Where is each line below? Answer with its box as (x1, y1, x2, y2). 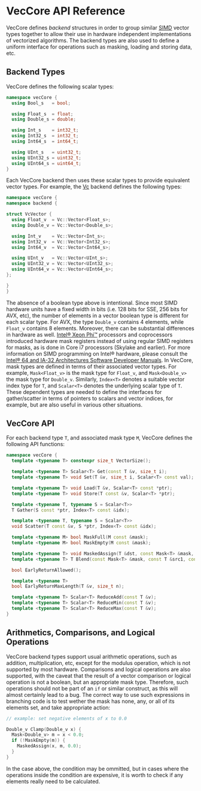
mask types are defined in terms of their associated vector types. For (6, 363, 176, 370)
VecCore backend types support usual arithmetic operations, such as (6, 652, 178, 660)
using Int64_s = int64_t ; (11, 139, 79, 145)
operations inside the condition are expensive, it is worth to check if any (6, 771, 184, 778)
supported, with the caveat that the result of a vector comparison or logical (6, 672, 191, 679)
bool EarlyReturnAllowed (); (11, 567, 82, 573)
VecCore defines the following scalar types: (6, 83, 114, 90)
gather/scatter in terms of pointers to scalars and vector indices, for (6, 395, 173, 402)
